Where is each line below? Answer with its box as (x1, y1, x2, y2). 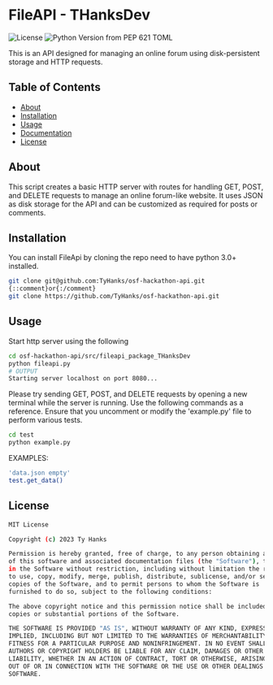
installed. (8, 262, 39, 271)
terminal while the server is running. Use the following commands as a (8, 398, 244, 408)
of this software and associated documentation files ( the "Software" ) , (8, 557, 260, 566)
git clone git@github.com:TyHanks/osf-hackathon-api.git (8, 277, 206, 285)
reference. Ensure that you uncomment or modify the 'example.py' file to (8, 406, 252, 416)
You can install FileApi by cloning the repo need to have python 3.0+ (8, 253, 237, 262)
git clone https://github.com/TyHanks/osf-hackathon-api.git (8, 293, 220, 301)
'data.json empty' (8, 469, 71, 477)
